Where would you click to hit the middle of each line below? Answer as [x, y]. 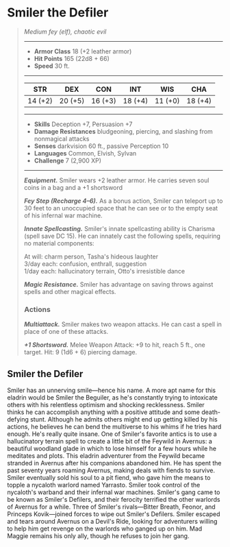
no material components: [59, 243]
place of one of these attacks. [66, 332]
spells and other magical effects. [70, 291]
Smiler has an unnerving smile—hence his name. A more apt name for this [112, 390]
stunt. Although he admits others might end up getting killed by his [124, 420]
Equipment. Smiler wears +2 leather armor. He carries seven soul [116, 180]
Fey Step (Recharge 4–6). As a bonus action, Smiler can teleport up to [123, 201]
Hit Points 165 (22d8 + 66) [72, 58]
